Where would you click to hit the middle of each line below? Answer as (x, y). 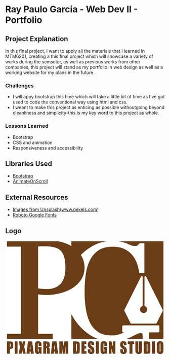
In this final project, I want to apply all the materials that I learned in (75, 51)
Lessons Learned (27, 126)
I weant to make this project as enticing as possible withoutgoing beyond (89, 107)
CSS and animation (32, 142)
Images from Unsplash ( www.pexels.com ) (56, 209)
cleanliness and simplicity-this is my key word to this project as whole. (86, 113)
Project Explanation (37, 39)
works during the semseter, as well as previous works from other (73, 62)
